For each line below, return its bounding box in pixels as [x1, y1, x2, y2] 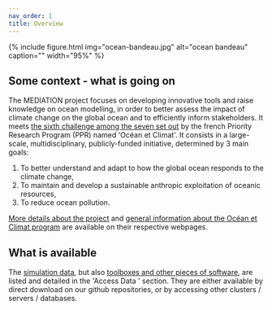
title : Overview [8, 20, 63, 28]
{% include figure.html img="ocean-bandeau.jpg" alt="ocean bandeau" [8, 41, 248, 51]
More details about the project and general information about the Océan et [8, 213, 257, 224]
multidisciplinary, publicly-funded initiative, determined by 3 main [29, 139, 249, 149]
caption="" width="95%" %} [8, 50, 105, 60]
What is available [8, 246, 97, 260]
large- [229, 130, 250, 140]
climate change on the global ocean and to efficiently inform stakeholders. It [8, 113, 264, 123]
